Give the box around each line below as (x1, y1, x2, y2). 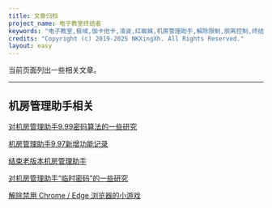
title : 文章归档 (8, 11, 58, 20)
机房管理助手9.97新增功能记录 (8, 138, 108, 148)
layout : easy (8, 42, 53, 50)
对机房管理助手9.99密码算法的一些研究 (8, 121, 138, 131)
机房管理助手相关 (8, 99, 94, 112)
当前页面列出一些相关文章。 (8, 66, 101, 75)
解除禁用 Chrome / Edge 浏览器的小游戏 (8, 190, 141, 200)
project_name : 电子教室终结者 (8, 19, 102, 28)
